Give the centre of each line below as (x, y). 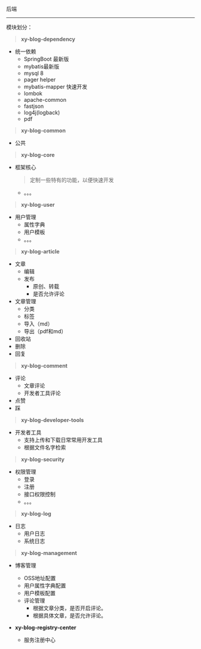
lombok (33, 93)
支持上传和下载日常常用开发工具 (63, 440)
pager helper (39, 79)
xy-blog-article (40, 251)
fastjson (33, 106)
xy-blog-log (36, 514)
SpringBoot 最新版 (46, 59)
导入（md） (38, 324)
